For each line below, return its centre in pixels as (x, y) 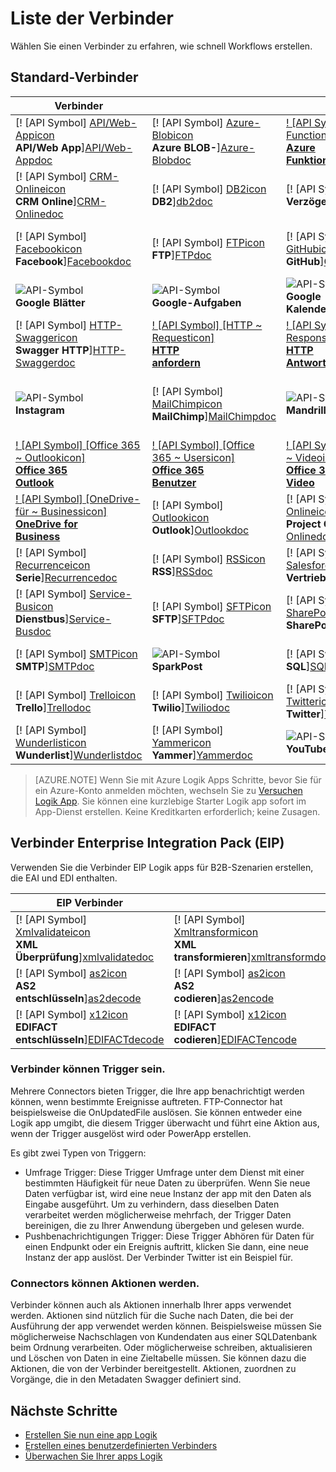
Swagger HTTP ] (54, 350)
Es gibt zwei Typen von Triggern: (78, 1153)
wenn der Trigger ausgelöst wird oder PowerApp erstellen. (131, 1133)
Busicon (34, 606)
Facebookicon (49, 249)
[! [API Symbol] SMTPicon (76, 654)
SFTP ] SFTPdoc (188, 619)
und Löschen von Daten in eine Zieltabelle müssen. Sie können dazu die (158, 1358)
